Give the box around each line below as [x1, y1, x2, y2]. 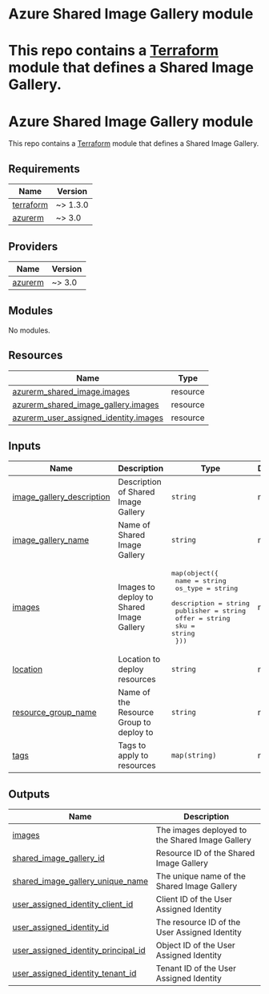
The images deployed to [155, 825, 247, 836]
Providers [8, 240, 58, 253]
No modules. [8, 325, 50, 335]
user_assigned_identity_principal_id [12, 945, 146, 956]
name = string [175, 576, 227, 585]
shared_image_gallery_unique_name [12, 875, 149, 887]
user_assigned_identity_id [12, 922, 110, 933]
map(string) [171, 751, 217, 760]
